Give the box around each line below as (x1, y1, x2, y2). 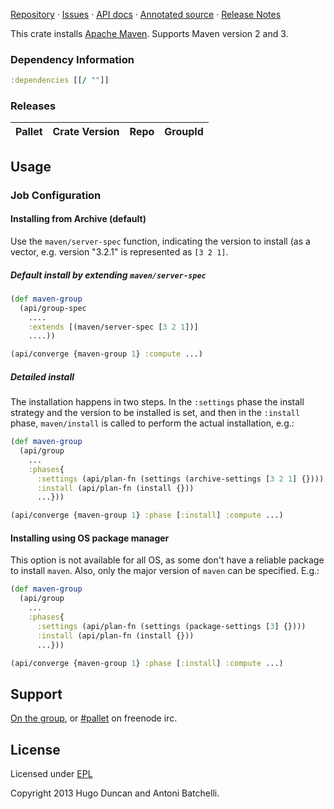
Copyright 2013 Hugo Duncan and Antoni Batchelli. (10, 787, 220, 799)
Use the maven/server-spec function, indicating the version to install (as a (10, 235, 311, 247)
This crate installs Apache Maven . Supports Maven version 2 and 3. (10, 28, 289, 39)
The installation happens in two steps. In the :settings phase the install (10, 396, 305, 408)
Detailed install (10, 370, 75, 383)
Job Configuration (10, 188, 102, 202)
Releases (10, 99, 57, 113)
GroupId (164, 125, 204, 139)
